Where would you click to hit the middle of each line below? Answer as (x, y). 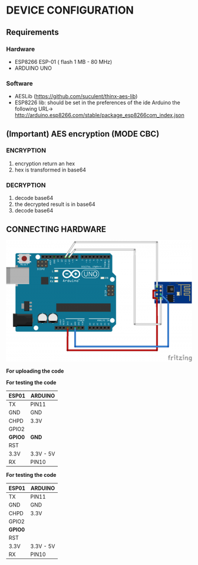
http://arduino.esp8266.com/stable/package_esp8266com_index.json (99, 115)
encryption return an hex (45, 163)
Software (20, 83)
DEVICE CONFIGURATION (70, 10)
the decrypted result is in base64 (55, 204)
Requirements (32, 32)
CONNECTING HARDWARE (56, 229)
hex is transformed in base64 (50, 170)
